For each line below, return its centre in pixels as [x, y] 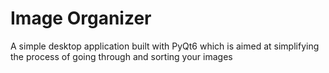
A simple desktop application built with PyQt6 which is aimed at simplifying [165, 46]
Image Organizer [81, 18]
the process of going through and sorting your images [121, 56]
